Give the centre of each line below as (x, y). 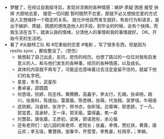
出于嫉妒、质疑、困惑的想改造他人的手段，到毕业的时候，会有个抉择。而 (84, 26)
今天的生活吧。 (30, 38)
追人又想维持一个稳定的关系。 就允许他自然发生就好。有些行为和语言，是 (84, 20)
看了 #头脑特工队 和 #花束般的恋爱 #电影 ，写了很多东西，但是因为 (78, 44)
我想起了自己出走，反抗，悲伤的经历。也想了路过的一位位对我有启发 (87, 57)
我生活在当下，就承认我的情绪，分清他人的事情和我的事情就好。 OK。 (81, 32)
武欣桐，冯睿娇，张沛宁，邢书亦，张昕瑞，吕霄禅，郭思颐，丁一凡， (87, 106)
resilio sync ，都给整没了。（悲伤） (45, 51)
